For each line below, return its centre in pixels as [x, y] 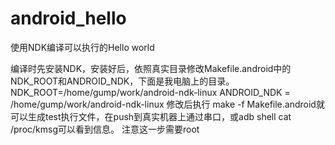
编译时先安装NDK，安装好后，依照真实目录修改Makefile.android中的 [151, 68]
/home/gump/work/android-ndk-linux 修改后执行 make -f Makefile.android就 [167, 104]
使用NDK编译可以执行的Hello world [82, 47]
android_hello [68, 18]
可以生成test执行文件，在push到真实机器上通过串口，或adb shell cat [151, 116]
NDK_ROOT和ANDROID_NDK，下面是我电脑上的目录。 [122, 81]
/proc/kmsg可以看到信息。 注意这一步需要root [105, 129]
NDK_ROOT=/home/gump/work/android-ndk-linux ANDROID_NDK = [150, 92]
